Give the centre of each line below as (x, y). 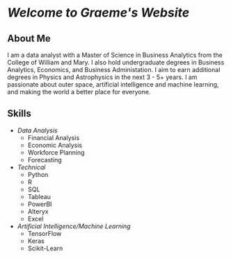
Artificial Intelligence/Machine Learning (74, 226)
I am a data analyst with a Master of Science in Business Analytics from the (115, 55)
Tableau (39, 196)
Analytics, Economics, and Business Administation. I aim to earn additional (114, 70)
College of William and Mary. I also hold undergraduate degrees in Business (116, 62)
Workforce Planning (56, 152)
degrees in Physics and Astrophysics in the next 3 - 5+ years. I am (102, 77)
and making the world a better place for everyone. (79, 92)
